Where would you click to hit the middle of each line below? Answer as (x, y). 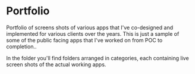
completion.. (21, 47)
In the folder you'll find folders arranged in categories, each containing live (97, 58)
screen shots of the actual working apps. (56, 64)
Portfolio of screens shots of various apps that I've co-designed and (90, 27)
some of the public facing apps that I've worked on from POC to (84, 40)
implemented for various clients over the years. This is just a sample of (93, 33)
